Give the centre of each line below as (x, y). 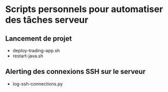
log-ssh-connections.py (38, 83)
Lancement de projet (39, 38)
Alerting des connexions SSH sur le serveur (75, 72)
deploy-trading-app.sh (36, 51)
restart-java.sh (28, 56)
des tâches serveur (47, 20)
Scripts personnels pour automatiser (84, 9)
